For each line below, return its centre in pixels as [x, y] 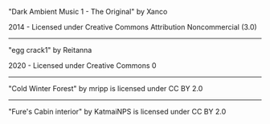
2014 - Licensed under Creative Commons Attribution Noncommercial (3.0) [133, 27]
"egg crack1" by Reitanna [50, 50]
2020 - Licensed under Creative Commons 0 [82, 66]
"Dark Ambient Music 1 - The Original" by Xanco [88, 12]
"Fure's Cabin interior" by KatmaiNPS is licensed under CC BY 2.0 [117, 112]
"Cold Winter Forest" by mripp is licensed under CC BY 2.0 [106, 88]
